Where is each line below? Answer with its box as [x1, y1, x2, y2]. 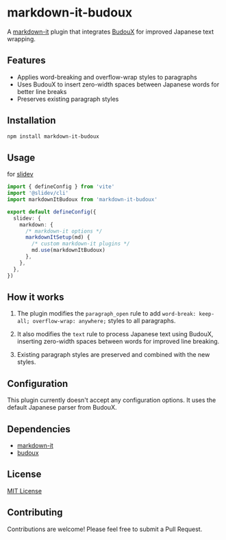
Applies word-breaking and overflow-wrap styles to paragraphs [16, 73, 197, 81]
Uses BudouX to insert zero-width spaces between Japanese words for [16, 80, 220, 89]
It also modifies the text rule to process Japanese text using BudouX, [16, 330, 214, 338]
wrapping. [7, 34, 36, 43]
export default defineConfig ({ [7, 208, 97, 215]
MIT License [7, 486, 42, 495]
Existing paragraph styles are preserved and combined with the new [16, 351, 210, 359]
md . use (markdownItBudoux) [32, 247, 106, 254]
